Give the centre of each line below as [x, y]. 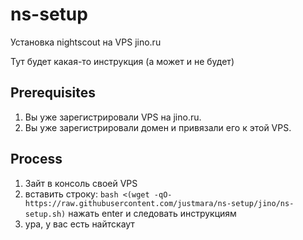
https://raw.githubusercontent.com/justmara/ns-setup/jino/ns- [159, 203]
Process [36, 159]
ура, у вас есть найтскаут [79, 224]
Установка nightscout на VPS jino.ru [86, 42]
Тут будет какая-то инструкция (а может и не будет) [122, 61]
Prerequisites [53, 93]
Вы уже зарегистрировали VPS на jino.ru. [113, 117]
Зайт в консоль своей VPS [81, 183]
